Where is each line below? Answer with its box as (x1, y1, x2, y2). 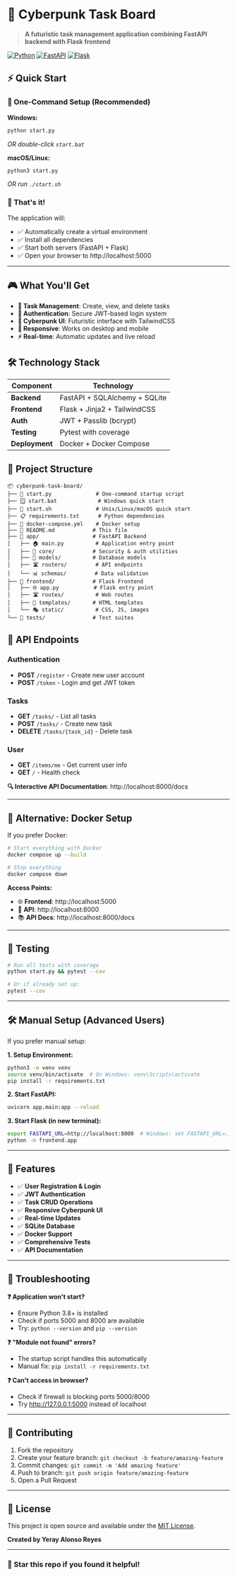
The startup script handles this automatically (17, 1354, 147, 1362)
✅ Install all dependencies (17, 235, 94, 243)
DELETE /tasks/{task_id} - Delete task (17, 727, 133, 736)
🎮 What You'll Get (7, 279, 90, 292)
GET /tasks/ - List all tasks (17, 712, 97, 721)
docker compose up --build (7, 852, 87, 859)
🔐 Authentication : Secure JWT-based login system (17, 309, 167, 318)
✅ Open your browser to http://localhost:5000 (17, 251, 152, 260)
